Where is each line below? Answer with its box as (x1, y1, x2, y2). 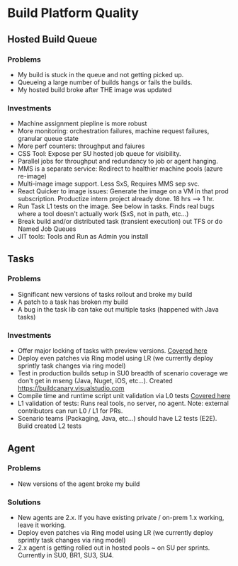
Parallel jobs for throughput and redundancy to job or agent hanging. (17, 157, 218, 166)
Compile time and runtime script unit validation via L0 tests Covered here (17, 392, 231, 400)
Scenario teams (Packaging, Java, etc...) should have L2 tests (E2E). (17, 414, 217, 423)
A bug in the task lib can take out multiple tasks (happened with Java (17, 305, 220, 313)
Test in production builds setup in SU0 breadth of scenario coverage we (17, 369, 228, 378)
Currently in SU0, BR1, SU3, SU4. (17, 551, 115, 560)
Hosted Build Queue (7, 33, 98, 45)
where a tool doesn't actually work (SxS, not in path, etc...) (17, 210, 189, 218)
